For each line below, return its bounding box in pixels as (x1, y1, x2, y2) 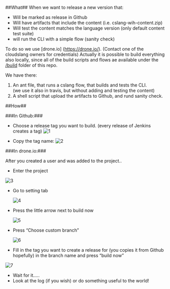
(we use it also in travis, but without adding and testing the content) (12, 87, 155, 94)
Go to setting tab (12, 188, 48, 193)
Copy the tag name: (12, 138, 55, 144)
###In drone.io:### (5, 148, 46, 154)
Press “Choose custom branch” (12, 227, 79, 233)
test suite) (12, 31, 34, 36)
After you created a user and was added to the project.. (5, 158, 122, 164)
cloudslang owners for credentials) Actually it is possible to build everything (5, 51, 165, 57)
